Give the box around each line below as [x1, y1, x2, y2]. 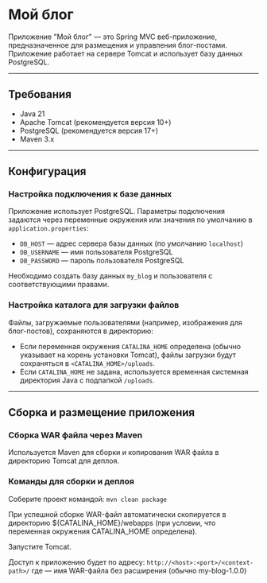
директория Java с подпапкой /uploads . [19, 375, 155, 385]
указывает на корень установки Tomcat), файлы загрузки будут [19, 350, 237, 360]
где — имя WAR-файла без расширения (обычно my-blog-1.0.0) [31, 566, 247, 575]
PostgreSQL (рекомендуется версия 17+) [19, 126, 159, 135]
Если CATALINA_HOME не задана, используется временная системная [19, 367, 249, 376]
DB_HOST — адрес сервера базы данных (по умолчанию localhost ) [19, 239, 244, 248]
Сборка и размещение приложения [8, 406, 195, 419]
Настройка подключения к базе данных [8, 189, 172, 200]
